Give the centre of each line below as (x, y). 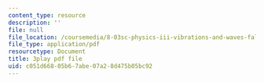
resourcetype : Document (47, 52)
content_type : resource (47, 15)
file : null (26, 30)
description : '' (35, 23)
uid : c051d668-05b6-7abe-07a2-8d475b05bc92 (81, 66)
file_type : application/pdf (54, 45)
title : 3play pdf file (45, 59)
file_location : (33, 37)
